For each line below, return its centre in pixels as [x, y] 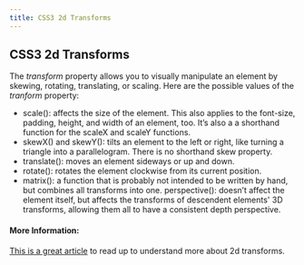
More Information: [44, 231]
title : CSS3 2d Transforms [60, 18]
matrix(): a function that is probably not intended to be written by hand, [155, 181]
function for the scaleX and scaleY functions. [107, 132]
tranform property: [44, 95]
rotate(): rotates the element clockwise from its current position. [142, 171]
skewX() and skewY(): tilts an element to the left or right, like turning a [153, 142]
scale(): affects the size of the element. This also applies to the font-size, [159, 113]
